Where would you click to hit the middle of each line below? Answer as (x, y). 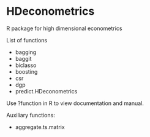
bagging (26, 52)
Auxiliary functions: (31, 115)
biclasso (26, 65)
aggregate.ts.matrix (40, 127)
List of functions (27, 40)
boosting (26, 71)
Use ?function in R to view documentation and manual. (75, 103)
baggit (23, 58)
